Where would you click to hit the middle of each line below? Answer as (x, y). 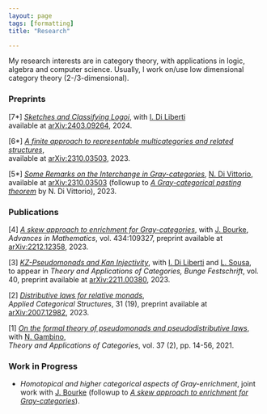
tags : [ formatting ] (41, 23)
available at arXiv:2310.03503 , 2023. (70, 158)
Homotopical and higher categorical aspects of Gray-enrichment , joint (138, 384)
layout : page (30, 16)
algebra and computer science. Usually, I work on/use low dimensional (126, 70)
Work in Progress (43, 366)
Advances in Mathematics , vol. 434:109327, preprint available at (116, 238)
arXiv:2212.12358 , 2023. (49, 247)
